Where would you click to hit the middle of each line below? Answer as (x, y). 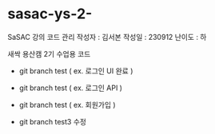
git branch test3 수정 (53, 121)
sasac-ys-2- (50, 14)
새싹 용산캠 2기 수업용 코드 (49, 53)
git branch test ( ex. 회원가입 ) (68, 104)
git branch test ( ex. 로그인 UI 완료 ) (76, 71)
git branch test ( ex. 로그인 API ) (71, 88)
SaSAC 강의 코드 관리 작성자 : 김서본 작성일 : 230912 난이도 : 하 (107, 37)
